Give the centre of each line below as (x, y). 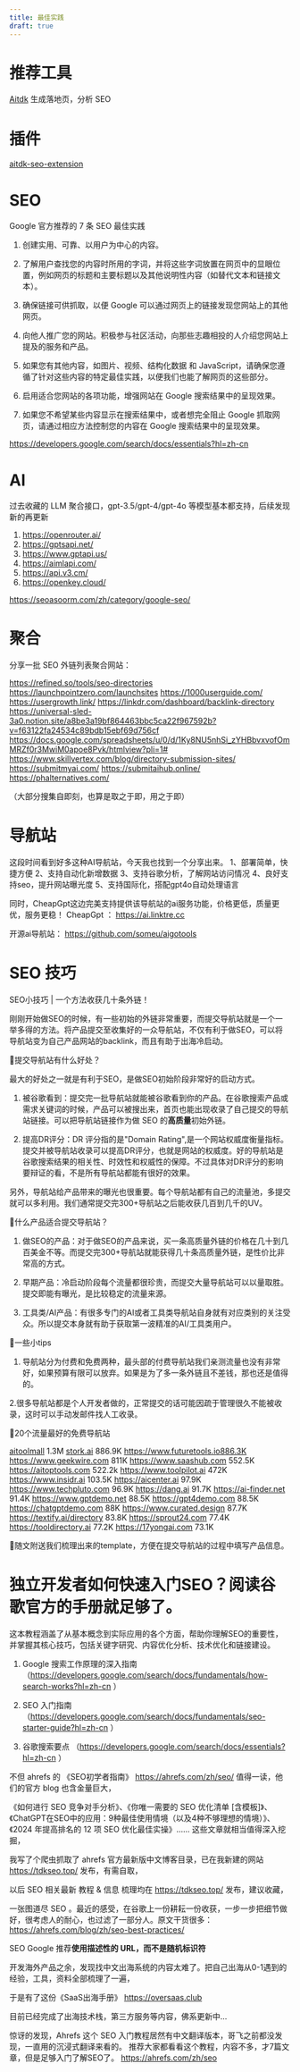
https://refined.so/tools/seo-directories (81, 683)
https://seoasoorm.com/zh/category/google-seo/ (100, 600)
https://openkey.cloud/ (64, 583)
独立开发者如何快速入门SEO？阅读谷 (142, 1585)
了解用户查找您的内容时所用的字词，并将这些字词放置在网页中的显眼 (147, 264)
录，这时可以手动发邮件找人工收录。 (76, 1414)
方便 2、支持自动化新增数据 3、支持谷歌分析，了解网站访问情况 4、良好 (149, 873)
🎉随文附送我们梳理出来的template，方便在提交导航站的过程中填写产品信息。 (149, 1546)
